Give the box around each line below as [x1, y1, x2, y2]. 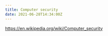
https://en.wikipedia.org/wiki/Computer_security [5, 25, 103, 31]
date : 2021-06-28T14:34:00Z [5, 12, 63, 17]
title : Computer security [5, 7, 58, 12]
